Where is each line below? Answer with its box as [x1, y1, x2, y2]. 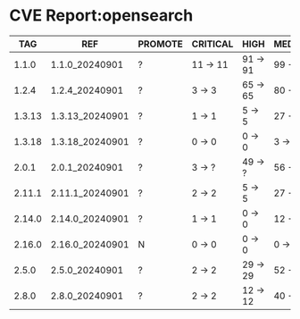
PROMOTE [137, 38, 183, 50]
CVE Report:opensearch [9, 5, 194, 26]
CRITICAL [191, 38, 234, 50]
